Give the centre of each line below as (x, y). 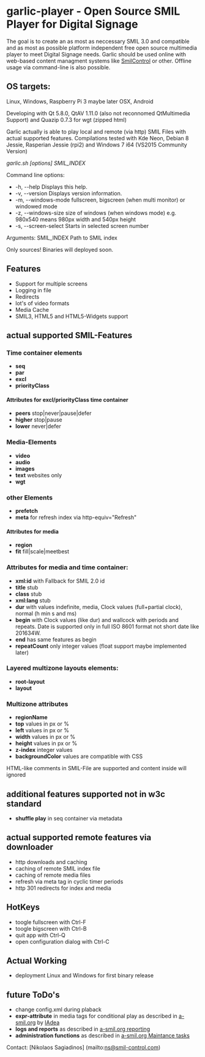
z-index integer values (44, 750)
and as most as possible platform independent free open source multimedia (102, 48)
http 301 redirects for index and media (63, 888)
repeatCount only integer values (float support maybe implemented (101, 646)
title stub (27, 587)
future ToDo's (33, 995)
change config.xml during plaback (58, 1010)
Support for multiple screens (51, 284)
